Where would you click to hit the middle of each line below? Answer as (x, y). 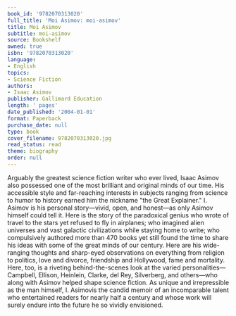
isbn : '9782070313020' (41, 53)
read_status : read (34, 145)
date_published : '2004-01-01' (52, 112)
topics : (19, 72)
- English (22, 66)
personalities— (204, 267)
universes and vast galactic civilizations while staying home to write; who (113, 230)
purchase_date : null (38, 125)
